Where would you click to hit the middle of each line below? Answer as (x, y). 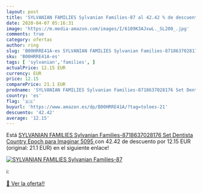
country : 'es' (24, 96)
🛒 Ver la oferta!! (26, 183)
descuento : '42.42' (31, 112)
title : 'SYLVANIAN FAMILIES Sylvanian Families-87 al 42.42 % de (90, 17)
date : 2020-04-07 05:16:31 (40, 23)
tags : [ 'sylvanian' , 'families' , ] (51, 62)
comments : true (25, 34)
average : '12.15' (28, 118)
